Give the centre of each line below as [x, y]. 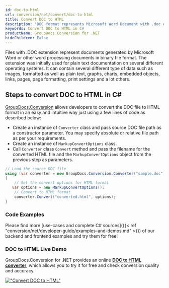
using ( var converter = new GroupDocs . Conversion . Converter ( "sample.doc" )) [86, 173]
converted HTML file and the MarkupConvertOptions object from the [82, 154]
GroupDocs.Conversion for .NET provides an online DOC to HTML [73, 260]
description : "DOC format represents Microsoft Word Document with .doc [83, 24]
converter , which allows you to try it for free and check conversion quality [82, 265]
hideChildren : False [27, 38]
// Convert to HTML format [43, 192]
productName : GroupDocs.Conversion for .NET [53, 33]
